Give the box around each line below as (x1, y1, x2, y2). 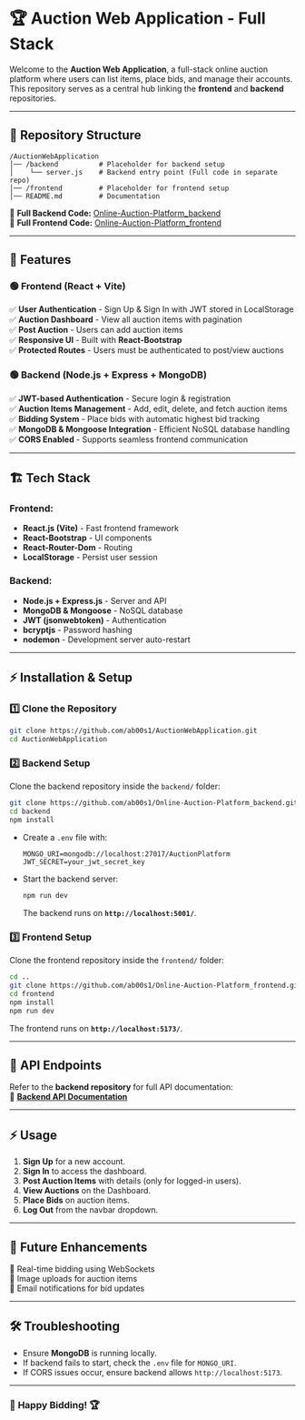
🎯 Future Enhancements (9, 1239, 148, 1254)
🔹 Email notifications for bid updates (9, 1283, 145, 1294)
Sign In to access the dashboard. (22, 1166, 147, 1177)
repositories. (9, 93, 57, 104)
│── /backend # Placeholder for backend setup (9, 159, 225, 169)
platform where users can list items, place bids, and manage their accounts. (9, 73, 293, 84)
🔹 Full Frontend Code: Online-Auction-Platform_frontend (9, 217, 222, 228)
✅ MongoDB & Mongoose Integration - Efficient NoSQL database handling (9, 423, 290, 434)
